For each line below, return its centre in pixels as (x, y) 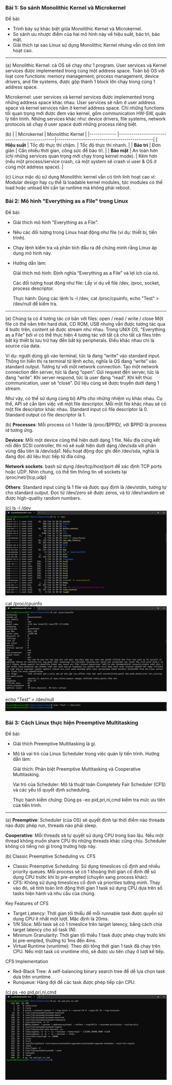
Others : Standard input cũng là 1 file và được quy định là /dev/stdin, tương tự (86, 487)
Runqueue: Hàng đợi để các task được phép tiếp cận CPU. (74, 982)
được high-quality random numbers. (43, 498)
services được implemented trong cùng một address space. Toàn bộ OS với (85, 71)
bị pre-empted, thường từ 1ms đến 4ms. (55, 941)
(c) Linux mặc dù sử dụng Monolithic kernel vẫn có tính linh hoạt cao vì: (81, 177)
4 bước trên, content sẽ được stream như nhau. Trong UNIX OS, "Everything (85, 329)
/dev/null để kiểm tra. (35, 304)
